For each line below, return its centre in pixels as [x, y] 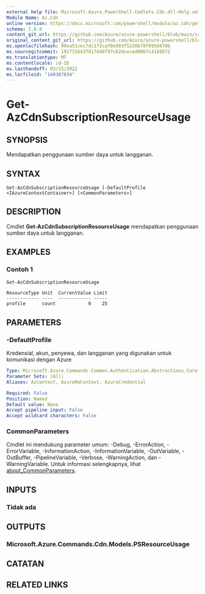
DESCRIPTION [34, 212]
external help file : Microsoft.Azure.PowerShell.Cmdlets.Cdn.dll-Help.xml [103, 12]
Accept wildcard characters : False [52, 416]
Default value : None [33, 404]
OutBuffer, [19, 457]
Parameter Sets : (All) [35, 376]
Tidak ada [21, 507]
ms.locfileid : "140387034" [41, 74]
